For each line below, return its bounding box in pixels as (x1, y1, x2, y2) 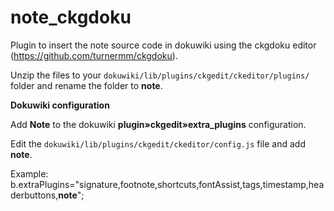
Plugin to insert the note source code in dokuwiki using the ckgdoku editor (10, 39, 317, 51)
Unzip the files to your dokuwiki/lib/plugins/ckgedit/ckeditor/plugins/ (10, 69, 310, 81)
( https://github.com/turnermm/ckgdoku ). (10, 49, 178, 61)
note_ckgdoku (10, 6, 132, 29)
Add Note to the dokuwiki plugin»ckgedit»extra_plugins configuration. (10, 118, 307, 130)
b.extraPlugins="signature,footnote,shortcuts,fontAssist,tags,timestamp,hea (10, 178, 325, 190)
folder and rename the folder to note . (10, 79, 163, 91)
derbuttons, (10, 189, 59, 201)
